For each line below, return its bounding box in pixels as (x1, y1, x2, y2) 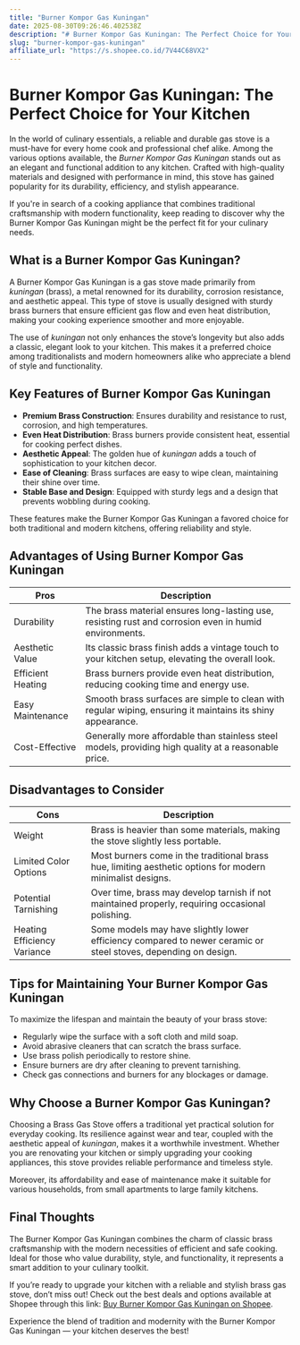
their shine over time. (21, 476, 101, 488)
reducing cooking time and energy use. (85, 677, 250, 690)
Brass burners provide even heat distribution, (85, 667, 275, 679)
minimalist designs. (90, 872, 171, 884)
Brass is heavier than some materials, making (90, 824, 281, 837)
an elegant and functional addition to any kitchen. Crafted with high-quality (9, 162, 285, 173)
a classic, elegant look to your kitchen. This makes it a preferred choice (9, 341, 272, 352)
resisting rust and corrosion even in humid (85, 615, 262, 627)
